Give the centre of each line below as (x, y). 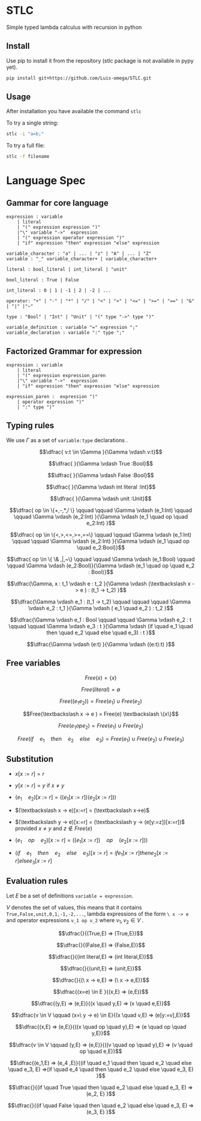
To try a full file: (25, 146)
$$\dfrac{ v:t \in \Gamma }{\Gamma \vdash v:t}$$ (101, 452)
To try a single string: (32, 123)
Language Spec (46, 181)
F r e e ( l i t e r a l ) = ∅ (101, 689)
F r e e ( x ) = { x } (101, 678)
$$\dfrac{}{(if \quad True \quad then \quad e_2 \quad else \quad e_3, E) (98, 1087)
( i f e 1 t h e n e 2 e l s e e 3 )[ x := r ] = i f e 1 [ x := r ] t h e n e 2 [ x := (91, 854)
